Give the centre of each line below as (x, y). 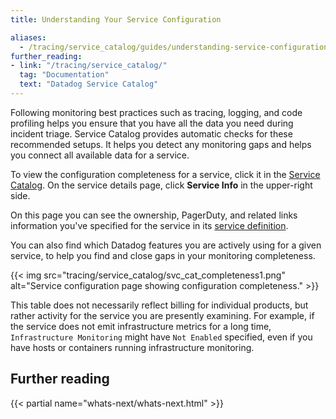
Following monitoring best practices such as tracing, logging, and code (156, 112)
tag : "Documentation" (64, 75)
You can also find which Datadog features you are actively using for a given (166, 245)
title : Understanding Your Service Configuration (116, 19)
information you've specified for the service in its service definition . (149, 225)
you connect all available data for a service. (100, 155)
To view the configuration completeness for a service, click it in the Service (165, 174)
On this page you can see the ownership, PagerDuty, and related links (154, 215)
